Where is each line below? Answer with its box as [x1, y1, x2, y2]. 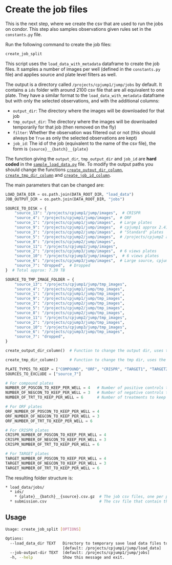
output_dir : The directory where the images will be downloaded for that [12, 108, 165, 114]
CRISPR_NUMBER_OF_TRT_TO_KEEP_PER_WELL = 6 [5, 442, 100, 447]
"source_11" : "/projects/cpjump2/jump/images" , [14, 244, 118, 249]
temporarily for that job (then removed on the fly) [12, 124, 117, 130]
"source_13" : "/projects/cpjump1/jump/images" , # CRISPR [14, 211, 141, 216]
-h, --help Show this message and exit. [10, 555, 125, 560]
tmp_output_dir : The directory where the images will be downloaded [12, 118, 158, 124]
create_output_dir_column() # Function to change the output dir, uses [5, 348, 164, 353]
